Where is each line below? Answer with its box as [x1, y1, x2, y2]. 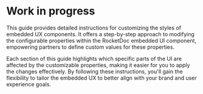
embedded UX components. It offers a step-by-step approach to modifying [6, 30, 194, 37]
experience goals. [6, 80, 52, 88]
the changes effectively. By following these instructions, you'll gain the [6, 67, 184, 75]
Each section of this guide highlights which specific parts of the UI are [6, 55, 182, 62]
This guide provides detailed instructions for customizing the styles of [6, 24, 181, 31]
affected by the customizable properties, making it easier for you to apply [6, 61, 190, 69]
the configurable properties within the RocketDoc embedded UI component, [6, 37, 196, 44]
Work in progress [6, 4, 95, 18]
